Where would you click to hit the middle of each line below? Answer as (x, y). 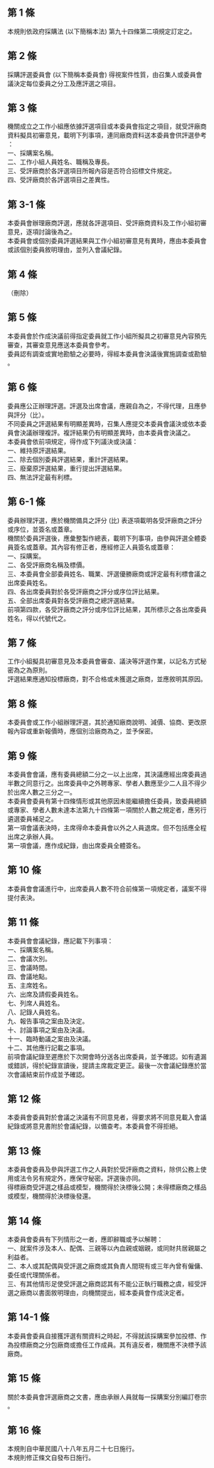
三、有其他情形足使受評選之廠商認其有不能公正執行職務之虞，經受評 (107, 1284)
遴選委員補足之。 (32, 819)
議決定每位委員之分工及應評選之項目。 (63, 83)
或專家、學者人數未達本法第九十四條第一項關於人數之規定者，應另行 (107, 810)
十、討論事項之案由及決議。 (48, 1030)
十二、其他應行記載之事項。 (48, 1048)
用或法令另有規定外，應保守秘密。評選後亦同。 (76, 1179)
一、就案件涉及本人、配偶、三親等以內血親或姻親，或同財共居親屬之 (107, 1248)
